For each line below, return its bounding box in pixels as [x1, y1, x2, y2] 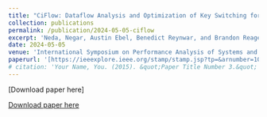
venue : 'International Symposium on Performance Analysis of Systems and [8, 48, 258, 56]
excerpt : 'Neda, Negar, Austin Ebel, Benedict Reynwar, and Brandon [8, 33, 240, 42]
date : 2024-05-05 [8, 41, 66, 49]
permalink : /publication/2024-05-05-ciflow [8, 26, 155, 34]
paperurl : [8, 56, 41, 64]
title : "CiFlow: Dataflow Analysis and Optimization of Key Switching [8, 11, 247, 20]
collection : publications [8, 19, 94, 27]
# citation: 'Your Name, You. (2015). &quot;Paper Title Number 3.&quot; [8, 63, 258, 71]
